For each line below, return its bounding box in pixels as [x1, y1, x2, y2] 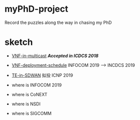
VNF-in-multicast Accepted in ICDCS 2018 [11, 53, 99, 59]
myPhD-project [4, 3, 69, 15]
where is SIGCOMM [11, 110, 52, 116]
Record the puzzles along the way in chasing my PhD [4, 20, 112, 25]
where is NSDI [11, 101, 41, 107]
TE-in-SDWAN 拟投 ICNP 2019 [11, 72, 73, 78]
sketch [4, 37, 33, 48]
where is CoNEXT [11, 91, 47, 97]
